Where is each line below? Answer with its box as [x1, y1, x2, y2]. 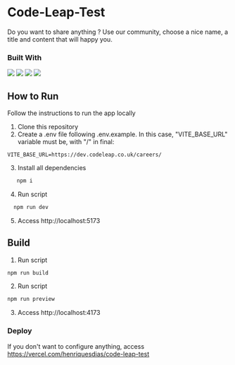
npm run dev [13, 203, 49, 210]
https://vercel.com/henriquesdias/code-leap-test [7, 349, 150, 358]
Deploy [7, 326, 32, 336]
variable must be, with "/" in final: [17, 138, 115, 146]
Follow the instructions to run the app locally [7, 109, 136, 117]
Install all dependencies [17, 164, 87, 172]
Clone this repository [17, 123, 79, 131]
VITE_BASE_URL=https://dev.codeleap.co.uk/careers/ [7, 151, 162, 159]
